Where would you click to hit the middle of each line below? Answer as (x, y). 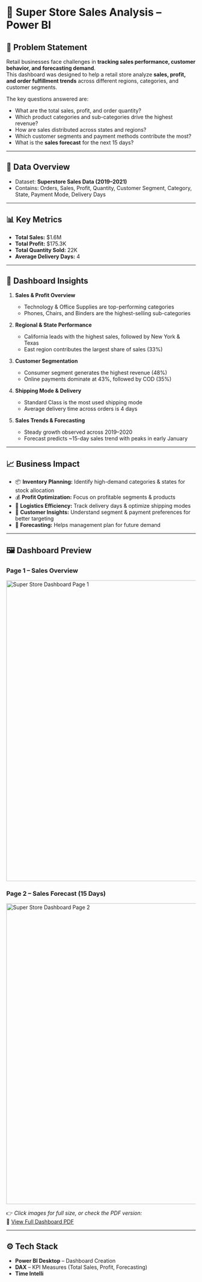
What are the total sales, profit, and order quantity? (78, 110)
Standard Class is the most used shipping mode (83, 402)
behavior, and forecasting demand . (51, 68)
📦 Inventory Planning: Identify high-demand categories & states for (100, 482)
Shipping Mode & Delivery (48, 391)
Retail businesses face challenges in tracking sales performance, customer (101, 62)
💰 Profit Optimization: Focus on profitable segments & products (95, 497)
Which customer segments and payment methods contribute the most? (103, 136)
